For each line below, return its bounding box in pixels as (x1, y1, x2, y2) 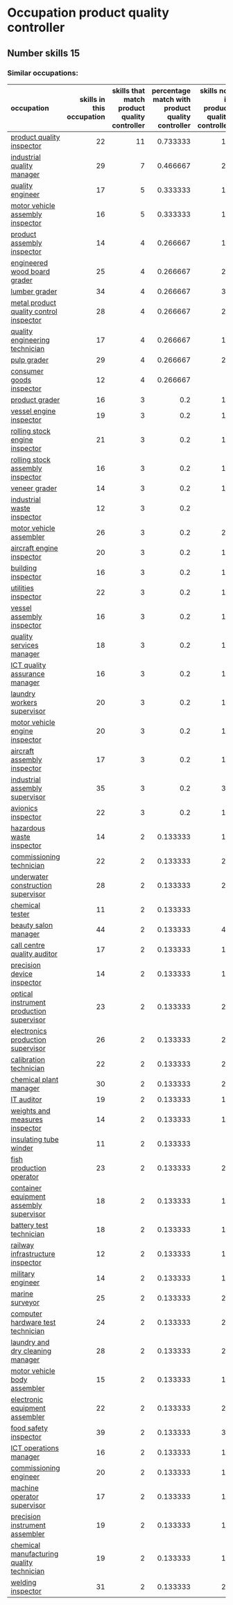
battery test (10, 1220, 49, 1230)
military (10, 1269, 35, 1278)
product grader (10, 395, 60, 404)
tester (10, 909, 30, 918)
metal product (10, 298, 57, 307)
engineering (10, 335, 50, 345)
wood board (10, 266, 51, 276)
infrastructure (10, 1248, 55, 1258)
